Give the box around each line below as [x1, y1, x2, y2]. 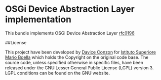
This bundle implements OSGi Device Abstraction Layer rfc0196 [5, 30, 135, 36]
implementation [5, 14, 72, 25]
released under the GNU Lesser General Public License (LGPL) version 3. [5, 65, 154, 71]
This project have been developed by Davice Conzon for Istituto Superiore [5, 49, 156, 55]
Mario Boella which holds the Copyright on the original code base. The [5, 54, 149, 60]
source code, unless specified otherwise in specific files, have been [5, 59, 143, 65]
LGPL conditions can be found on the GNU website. [5, 70, 110, 76]
